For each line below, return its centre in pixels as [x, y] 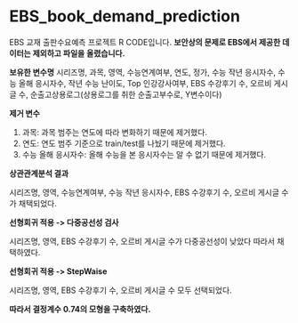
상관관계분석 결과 [39, 173]
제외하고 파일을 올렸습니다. [79, 53]
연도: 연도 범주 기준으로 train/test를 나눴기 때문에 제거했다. [124, 143]
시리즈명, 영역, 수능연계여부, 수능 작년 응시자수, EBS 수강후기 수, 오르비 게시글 [145, 192]
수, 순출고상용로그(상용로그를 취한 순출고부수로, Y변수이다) [120, 94]
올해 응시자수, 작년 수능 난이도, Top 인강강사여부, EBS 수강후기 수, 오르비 [145, 83]
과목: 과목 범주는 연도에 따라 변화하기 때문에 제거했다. [114, 132]
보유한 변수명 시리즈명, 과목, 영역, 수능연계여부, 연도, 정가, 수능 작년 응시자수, [143, 72]
